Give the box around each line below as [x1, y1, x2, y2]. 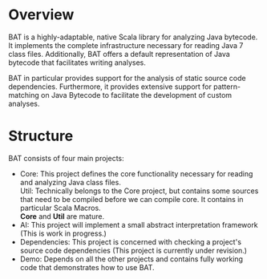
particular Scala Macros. [19, 203, 102, 212]
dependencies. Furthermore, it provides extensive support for [8, 82, 212, 91]
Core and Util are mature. [19, 211, 105, 221]
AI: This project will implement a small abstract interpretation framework [19, 220, 258, 229]
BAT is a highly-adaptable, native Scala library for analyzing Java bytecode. [8, 32, 258, 42]
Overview [8, 6, 75, 24]
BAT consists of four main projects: [8, 153, 124, 163]
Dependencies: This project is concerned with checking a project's [19, 237, 242, 246]
